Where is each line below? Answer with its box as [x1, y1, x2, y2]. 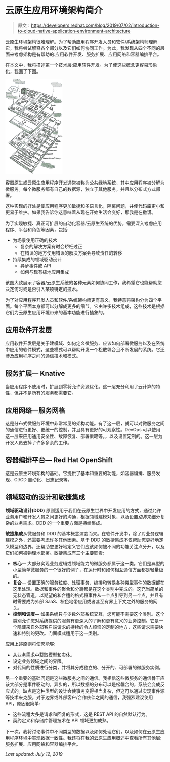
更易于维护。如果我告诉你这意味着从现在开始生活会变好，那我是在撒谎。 [5, 209, 156, 215]
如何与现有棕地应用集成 [20, 269, 69, 275]
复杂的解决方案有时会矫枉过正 [20, 243, 82, 249]
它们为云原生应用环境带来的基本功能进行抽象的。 [5, 309, 107, 315]
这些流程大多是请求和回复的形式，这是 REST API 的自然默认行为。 [12, 711, 150, 717]
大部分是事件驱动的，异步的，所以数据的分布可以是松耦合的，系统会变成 [9, 681, 160, 687]
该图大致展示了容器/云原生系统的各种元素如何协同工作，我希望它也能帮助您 [5, 279, 162, 285]
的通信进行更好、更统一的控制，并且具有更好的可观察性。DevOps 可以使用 [5, 427, 161, 433]
